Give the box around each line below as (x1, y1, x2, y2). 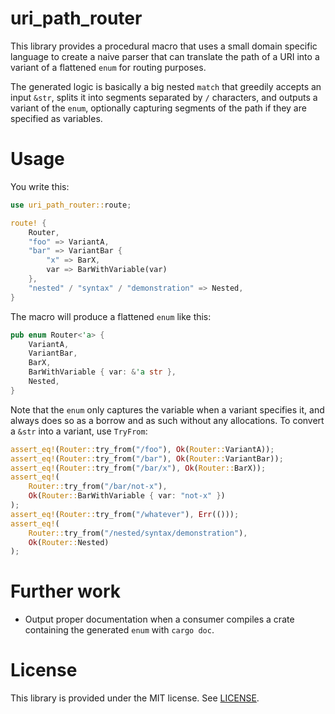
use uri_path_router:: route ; (10, 200, 132, 210)
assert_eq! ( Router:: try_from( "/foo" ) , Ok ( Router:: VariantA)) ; (10, 444, 275, 454)
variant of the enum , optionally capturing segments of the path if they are (10, 102, 307, 114)
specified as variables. (10, 112, 103, 124)
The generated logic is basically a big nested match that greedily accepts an (10, 80, 322, 92)
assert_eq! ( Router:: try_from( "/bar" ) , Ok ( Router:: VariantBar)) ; (10, 453, 284, 464)
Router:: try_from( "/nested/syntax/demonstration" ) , (28, 528, 248, 538)
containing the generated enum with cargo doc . (24, 624, 215, 636)
